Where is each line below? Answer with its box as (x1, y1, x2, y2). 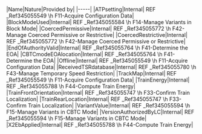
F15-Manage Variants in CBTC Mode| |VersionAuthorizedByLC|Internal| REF (6, 109, 195, 115)
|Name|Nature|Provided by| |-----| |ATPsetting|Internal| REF (6, 6, 156, 13)
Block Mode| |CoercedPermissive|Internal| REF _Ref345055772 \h (6, 25, 171, 32)
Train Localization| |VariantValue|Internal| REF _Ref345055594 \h (28, 102, 191, 109)
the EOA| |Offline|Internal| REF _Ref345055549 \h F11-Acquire (33, 57, 188, 64)
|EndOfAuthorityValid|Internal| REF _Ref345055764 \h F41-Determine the (6, 44, 189, 51)
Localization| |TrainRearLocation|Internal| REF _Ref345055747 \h (6, 95, 168, 103)
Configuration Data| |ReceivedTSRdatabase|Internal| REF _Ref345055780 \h (6, 63, 197, 71)
